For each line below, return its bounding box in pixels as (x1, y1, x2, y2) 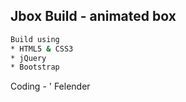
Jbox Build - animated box (10, 8, 177, 25)
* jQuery (10, 53, 47, 63)
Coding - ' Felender (10, 80, 91, 93)
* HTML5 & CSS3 (10, 44, 74, 54)
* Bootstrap (10, 62, 60, 73)
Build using (10, 34, 60, 44)
